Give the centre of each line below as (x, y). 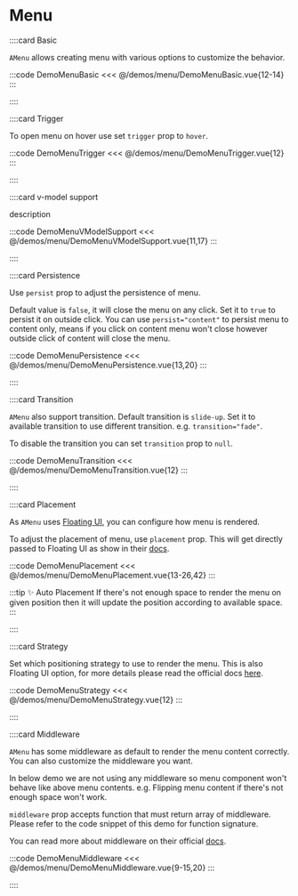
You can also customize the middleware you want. (101, 761)
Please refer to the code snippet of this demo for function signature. (134, 823)
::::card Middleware (44, 734)
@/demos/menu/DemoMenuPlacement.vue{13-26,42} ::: (113, 575)
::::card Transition (41, 399)
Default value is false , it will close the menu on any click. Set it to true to (142, 310)
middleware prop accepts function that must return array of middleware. (140, 814)
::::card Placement (43, 505)
